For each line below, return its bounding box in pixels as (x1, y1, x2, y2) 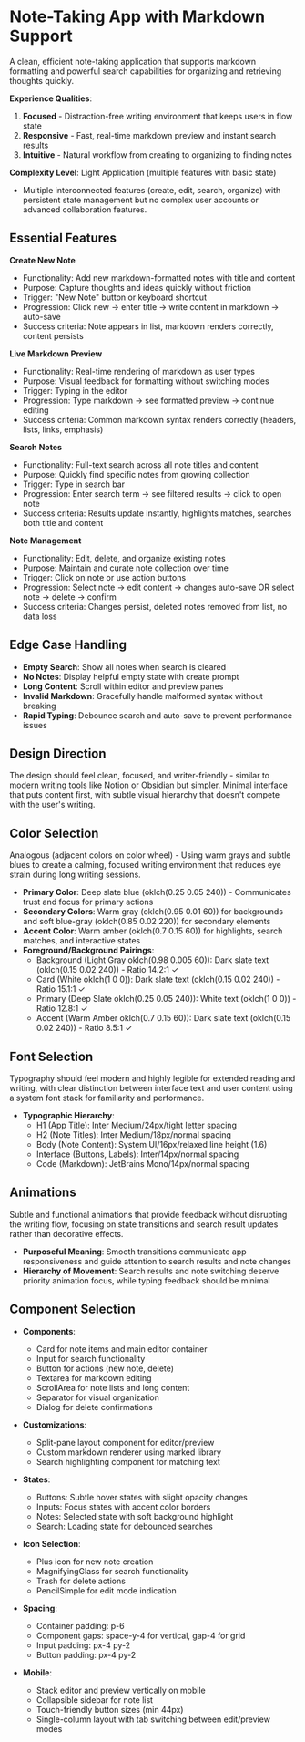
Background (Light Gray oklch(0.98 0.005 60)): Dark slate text (36, 954, 269, 965)
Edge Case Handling (9, 637, 127, 653)
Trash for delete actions (36, 1575, 126, 1586)
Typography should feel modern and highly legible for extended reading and (9, 1073, 296, 1084)
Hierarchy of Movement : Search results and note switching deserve (22, 1265, 280, 1276)
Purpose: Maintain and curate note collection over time (22, 562, 229, 573)
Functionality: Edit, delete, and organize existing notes (22, 552, 226, 563)
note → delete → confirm (22, 591, 117, 603)
